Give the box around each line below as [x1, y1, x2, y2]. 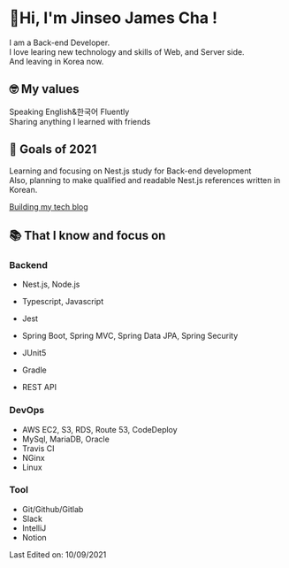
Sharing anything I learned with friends [9, 116, 151, 127]
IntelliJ [21, 522, 47, 533]
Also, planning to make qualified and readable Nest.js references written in [9, 174, 281, 185]
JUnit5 [21, 348, 47, 358]
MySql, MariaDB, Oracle [21, 434, 110, 444]
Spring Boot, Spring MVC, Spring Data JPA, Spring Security [21, 331, 239, 342]
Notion [21, 532, 47, 542]
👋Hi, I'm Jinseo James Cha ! [9, 8, 218, 28]
